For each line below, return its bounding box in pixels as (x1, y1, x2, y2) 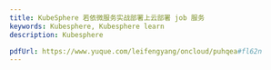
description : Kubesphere (9, 30, 104, 39)
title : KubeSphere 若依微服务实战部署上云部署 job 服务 (9, 13, 206, 23)
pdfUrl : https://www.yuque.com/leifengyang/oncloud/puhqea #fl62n (9, 46, 262, 55)
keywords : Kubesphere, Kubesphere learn (9, 22, 166, 31)
